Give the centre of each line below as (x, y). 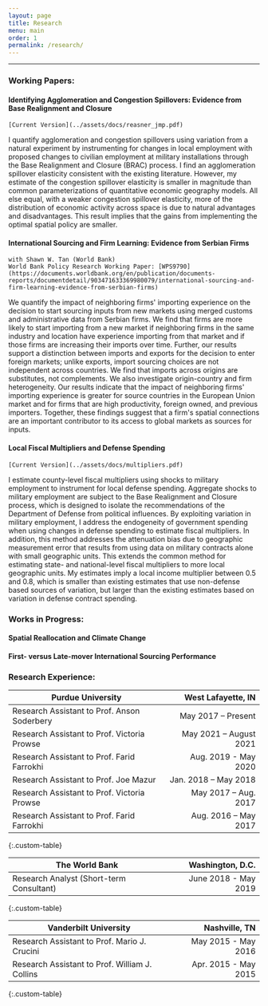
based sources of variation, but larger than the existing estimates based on (132, 590)
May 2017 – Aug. (223, 793)
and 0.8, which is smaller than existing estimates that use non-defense (124, 581)
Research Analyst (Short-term (69, 878)
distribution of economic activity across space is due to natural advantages (132, 207)
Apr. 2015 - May (223, 965)
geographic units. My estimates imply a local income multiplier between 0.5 (132, 573)
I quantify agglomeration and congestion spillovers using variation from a (128, 140)
